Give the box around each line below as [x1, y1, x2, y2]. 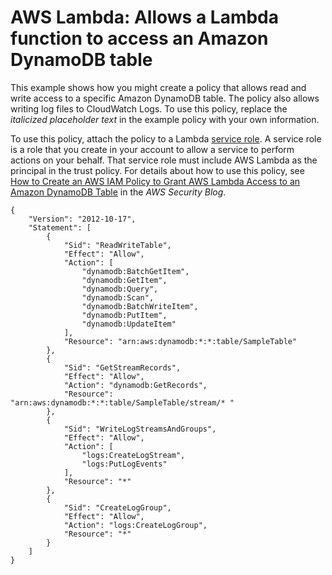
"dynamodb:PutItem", [81, 310, 168, 320]
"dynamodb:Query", [81, 284, 159, 294]
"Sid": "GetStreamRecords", [63, 362, 182, 373]
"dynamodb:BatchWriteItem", [81, 301, 199, 311]
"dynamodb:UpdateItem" [81, 319, 177, 329]
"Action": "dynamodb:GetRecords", [63, 380, 208, 390]
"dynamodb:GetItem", [81, 275, 168, 285]
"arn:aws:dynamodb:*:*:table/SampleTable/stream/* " [10, 397, 235, 408]
